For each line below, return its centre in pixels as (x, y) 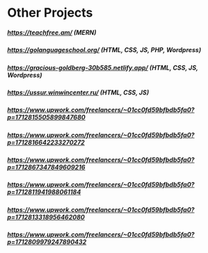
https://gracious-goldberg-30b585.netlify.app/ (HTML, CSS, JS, (103, 67)
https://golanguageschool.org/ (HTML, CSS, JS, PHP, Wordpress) (104, 50)
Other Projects (50, 13)
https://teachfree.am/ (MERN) (52, 32)
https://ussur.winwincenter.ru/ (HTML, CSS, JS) (78, 92)
